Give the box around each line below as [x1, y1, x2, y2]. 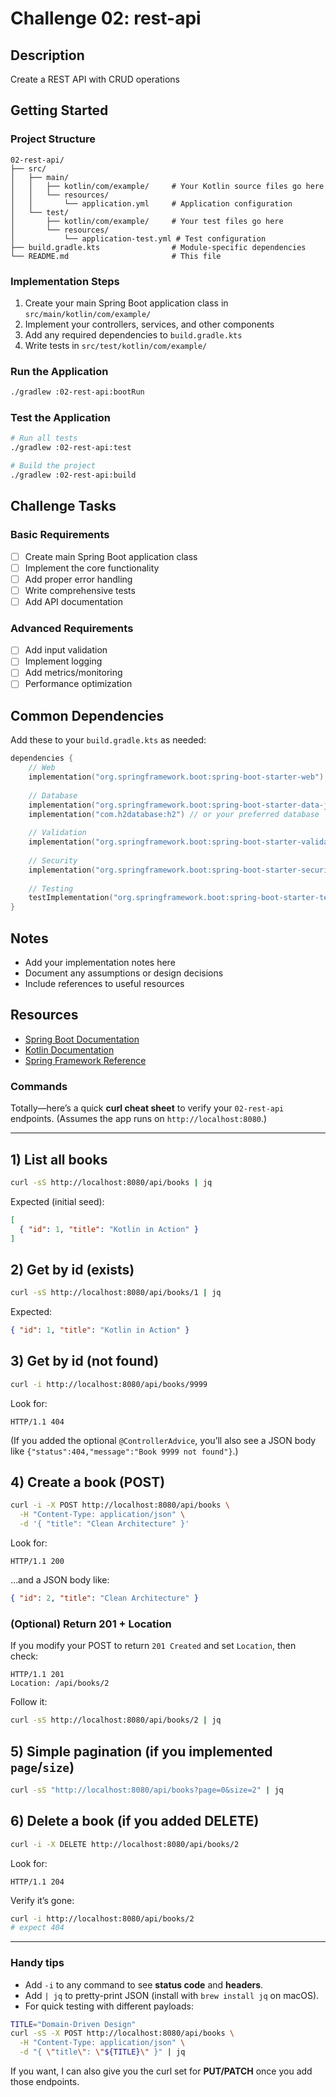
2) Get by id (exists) [10, 1261, 135, 1278]
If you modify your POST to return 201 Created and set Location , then [10, 1640, 297, 1652]
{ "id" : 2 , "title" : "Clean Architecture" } [10, 1593, 199, 1604]
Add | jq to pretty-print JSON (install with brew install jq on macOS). [24, 1989, 320, 2001]
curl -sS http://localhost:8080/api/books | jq [10, 1177, 213, 1187]
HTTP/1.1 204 [10, 1877, 65, 1887]
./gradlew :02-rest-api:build [10, 470, 137, 481]
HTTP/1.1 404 [10, 1417, 65, 1427]
